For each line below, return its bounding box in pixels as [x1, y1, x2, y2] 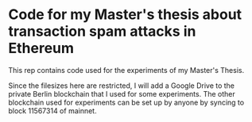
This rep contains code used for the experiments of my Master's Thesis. [8, 65, 245, 74]
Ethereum [8, 40, 74, 57]
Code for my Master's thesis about [8, 6, 242, 24]
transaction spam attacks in [8, 22, 196, 40]
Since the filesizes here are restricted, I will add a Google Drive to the [8, 81, 235, 90]
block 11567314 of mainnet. [8, 105, 97, 116]
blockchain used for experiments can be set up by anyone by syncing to [8, 97, 245, 107]
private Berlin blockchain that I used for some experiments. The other [8, 89, 236, 98]
